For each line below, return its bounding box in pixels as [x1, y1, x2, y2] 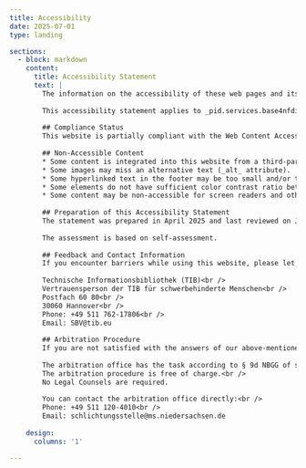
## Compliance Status [42, 123, 125, 132]
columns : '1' [33, 437, 84, 446]
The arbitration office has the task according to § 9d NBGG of [42, 360, 291, 369]
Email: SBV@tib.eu [42, 318, 112, 328]
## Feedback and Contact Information [42, 250, 185, 260]
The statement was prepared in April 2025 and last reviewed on [42, 216, 291, 225]
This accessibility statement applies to [42, 106, 202, 115]
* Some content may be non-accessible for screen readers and [42, 191, 283, 201]
